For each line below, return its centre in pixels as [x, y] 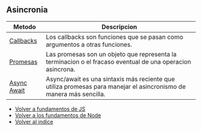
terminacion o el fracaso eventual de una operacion [118, 61]
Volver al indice [34, 121]
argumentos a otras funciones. [89, 44]
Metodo [24, 26]
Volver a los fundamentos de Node [58, 115]
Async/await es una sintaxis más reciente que [111, 79]
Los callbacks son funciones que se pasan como [115, 37]
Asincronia [27, 10]
